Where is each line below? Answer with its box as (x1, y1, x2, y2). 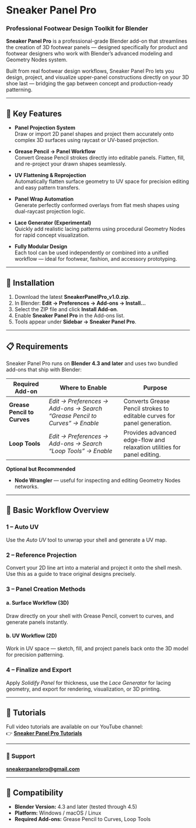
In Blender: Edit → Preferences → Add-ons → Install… (14, 299, 146, 307)
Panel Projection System (14, 124, 76, 132)
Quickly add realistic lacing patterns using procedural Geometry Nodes (14, 226, 185, 233)
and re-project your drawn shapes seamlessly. (14, 160, 127, 167)
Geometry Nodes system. (6, 56, 68, 63)
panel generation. (123, 419, 172, 427)
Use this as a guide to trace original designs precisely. (6, 570, 136, 577)
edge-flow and (123, 436, 165, 444)
